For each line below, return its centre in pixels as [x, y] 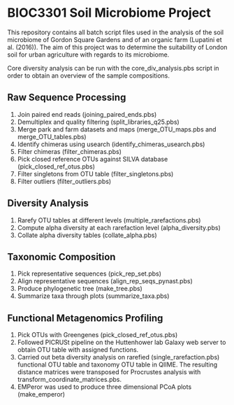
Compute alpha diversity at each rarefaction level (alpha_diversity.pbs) [119, 227]
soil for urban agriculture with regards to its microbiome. [88, 55]
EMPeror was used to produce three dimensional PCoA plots [104, 387]
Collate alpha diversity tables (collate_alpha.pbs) [87, 235]
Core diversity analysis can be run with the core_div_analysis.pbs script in [113, 68]
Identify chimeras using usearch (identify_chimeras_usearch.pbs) [111, 144]
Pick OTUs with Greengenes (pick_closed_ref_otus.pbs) [97, 335]
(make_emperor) [41, 395]
